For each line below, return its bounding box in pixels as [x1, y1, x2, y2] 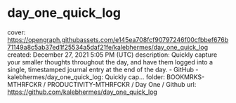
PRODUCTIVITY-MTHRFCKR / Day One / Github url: [46, 80, 197, 88]
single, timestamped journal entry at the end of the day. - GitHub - [7, 65, 199, 74]
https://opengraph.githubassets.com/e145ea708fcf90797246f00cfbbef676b [7, 35, 229, 43]
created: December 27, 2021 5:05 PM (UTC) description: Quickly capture [7, 50, 218, 59]
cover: [7, 28, 26, 36]
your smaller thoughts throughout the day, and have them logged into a [7, 57, 213, 66]
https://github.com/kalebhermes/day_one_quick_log [7, 88, 158, 96]
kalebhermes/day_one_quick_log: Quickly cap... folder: [7, 72, 165, 81]
